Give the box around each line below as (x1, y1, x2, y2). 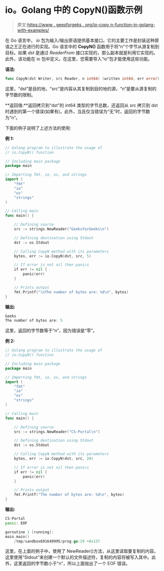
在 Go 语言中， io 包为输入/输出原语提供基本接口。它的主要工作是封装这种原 (5, 37, 159, 43)
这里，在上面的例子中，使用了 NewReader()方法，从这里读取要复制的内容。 (5, 548, 159, 554)
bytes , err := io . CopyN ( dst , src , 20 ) (14, 456, 94, 461)
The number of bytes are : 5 (5, 318, 63, 323)
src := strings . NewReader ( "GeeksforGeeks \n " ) (14, 227, 109, 232)
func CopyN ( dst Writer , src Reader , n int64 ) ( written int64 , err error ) (5, 76, 160, 81)
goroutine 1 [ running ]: (5, 530, 54, 535)
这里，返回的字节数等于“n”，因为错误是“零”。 (5, 328, 98, 334)
